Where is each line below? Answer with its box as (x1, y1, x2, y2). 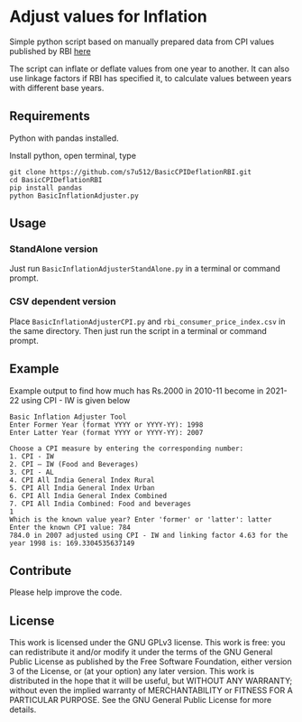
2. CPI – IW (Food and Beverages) (9, 459, 140, 468)
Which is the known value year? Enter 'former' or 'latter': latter (9, 514, 272, 524)
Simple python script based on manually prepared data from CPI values (9, 36, 275, 47)
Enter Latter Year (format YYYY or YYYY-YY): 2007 (9, 428, 204, 437)
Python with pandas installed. (9, 133, 119, 143)
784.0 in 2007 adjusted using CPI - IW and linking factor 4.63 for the (9, 531, 288, 540)
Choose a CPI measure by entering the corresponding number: (9, 444, 244, 453)
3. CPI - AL (9, 467, 54, 477)
